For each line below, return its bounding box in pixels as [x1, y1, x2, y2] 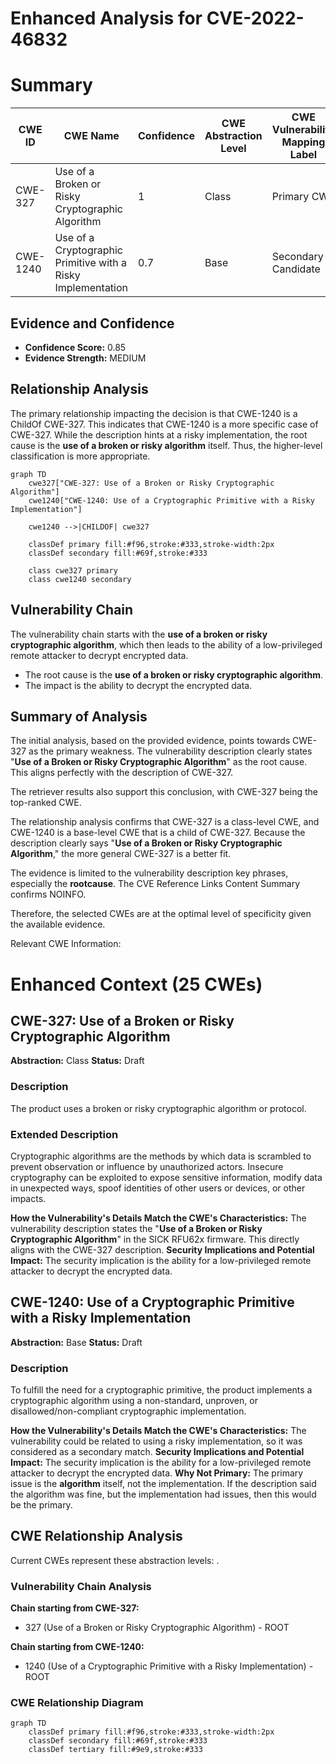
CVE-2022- [206, 7, 305, 30]
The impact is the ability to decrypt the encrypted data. [24, 679, 253, 691]
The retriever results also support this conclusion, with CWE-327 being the [10, 786, 318, 798]
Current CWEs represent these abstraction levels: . [10, 1554, 220, 1566]
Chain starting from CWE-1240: [10, 1641, 145, 1653]
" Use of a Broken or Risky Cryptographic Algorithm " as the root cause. [10, 756, 308, 768]
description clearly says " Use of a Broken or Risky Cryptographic [10, 837, 283, 849]
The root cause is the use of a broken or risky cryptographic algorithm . [24, 668, 324, 681]
